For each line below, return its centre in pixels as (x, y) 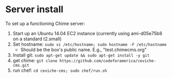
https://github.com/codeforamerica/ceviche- (108, 61)
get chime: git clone (35, 60)
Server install (34, 9)
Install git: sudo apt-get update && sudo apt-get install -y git (81, 55)
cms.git (21, 65)
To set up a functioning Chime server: (45, 23)
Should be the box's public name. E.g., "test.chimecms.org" (84, 49)
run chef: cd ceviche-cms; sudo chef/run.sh (60, 70)
